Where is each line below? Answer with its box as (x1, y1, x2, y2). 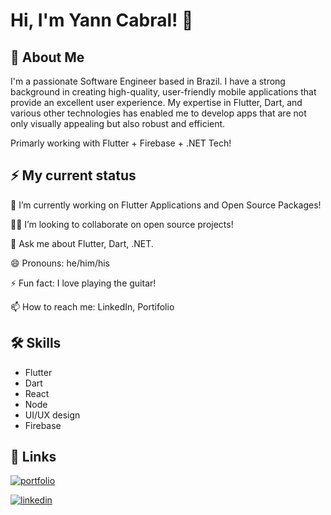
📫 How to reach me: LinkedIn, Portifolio (10, 300, 175, 313)
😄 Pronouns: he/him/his (10, 257, 111, 269)
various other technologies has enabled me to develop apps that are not (10, 107, 307, 119)
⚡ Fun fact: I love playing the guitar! (10, 277, 157, 289)
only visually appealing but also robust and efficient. (10, 118, 226, 129)
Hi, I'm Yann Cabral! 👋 (10, 9, 194, 32)
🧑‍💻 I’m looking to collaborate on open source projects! (10, 218, 234, 230)
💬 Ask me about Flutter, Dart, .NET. (10, 237, 154, 249)
